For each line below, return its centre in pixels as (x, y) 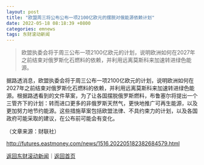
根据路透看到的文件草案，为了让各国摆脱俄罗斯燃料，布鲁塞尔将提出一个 (107, 96)
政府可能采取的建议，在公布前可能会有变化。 (62, 118)
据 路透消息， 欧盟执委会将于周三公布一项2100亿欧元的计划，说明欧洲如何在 (100, 81)
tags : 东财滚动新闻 (28, 35)
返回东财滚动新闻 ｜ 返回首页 (41, 156)
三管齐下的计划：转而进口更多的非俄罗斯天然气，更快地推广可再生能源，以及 (102, 103)
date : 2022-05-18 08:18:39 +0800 (49, 23)
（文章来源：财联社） (33, 132)
